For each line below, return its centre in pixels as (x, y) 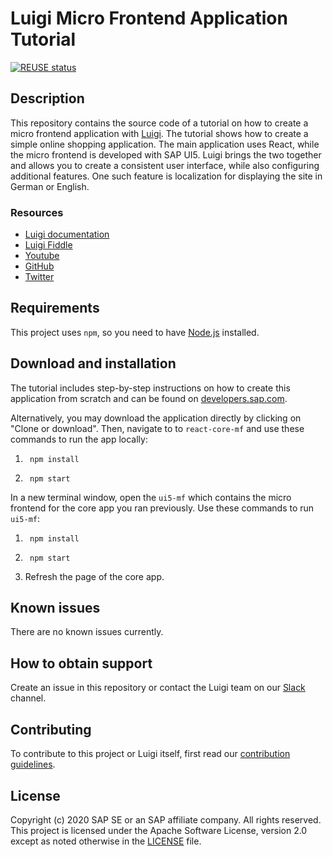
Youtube (42, 256)
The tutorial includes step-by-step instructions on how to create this (150, 388)
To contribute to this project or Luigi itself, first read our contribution (150, 754)
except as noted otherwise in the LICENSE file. (106, 841)
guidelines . (33, 764)
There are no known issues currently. (87, 632)
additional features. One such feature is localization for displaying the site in (166, 176)
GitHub (39, 266)
